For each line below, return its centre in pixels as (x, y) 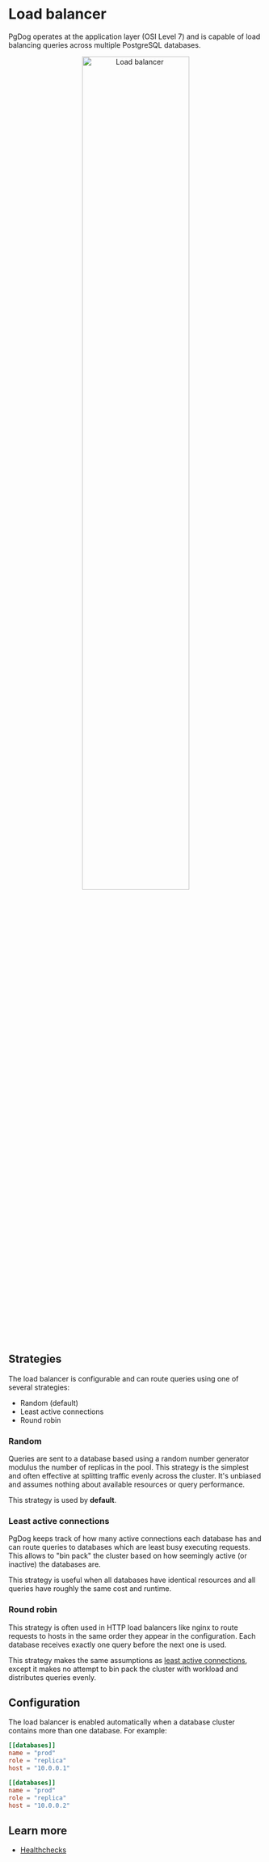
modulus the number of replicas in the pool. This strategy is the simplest (128, 1467)
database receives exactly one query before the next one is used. (118, 1644)
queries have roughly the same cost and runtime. (90, 1589)
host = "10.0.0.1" (39, 1768)
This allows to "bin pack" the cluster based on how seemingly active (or (128, 1556)
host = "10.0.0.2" (39, 1805)
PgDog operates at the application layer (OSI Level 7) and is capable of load (134, 36)
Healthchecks (43, 1850)
